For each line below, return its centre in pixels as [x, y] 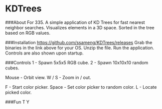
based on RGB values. [28, 33]
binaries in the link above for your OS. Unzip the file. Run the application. [80, 48]
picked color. [18, 92]
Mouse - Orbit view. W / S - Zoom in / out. [48, 77]
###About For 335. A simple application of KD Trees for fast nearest [75, 22]
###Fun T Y [17, 102]
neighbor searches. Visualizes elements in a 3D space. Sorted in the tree [80, 27]
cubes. [12, 68]
